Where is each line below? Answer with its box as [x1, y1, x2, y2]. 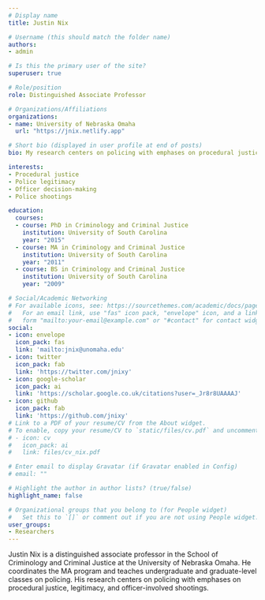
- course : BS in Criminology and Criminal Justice [15, 265, 185, 273]
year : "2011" [22, 258, 65, 266]
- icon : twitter [8, 353, 62, 361]
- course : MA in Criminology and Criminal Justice [15, 243, 185, 251]
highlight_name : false [8, 491, 83, 500]
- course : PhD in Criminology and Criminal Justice [15, 222, 189, 230]
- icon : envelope [8, 331, 65, 339]
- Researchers [8, 528, 55, 536]
